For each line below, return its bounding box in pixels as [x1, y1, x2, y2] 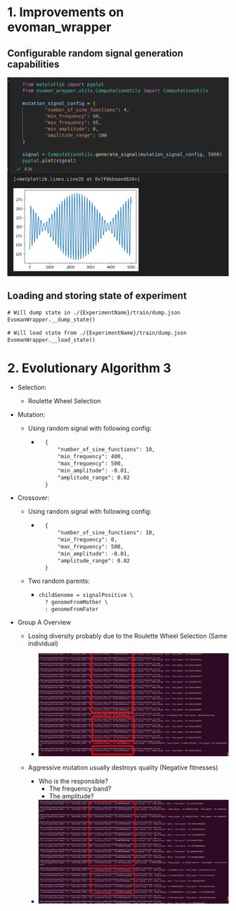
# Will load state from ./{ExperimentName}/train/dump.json [7, 329, 188, 337]
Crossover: [17, 494, 50, 502]
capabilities [7, 58, 60, 70]
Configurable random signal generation [7, 47, 184, 59]
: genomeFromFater [44, 606, 99, 613]
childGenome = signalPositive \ [38, 592, 133, 599]
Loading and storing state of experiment [7, 289, 188, 301]
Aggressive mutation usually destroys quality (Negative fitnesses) [27, 763, 218, 772]
